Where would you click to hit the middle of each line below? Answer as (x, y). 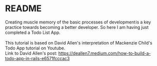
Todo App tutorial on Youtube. (35, 48)
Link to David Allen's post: (31, 53)
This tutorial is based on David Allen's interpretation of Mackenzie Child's (79, 43)
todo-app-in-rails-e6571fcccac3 (37, 58)
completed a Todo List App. (33, 32)
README (23, 9)
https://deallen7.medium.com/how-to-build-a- (105, 53)
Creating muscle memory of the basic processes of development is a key (78, 22)
